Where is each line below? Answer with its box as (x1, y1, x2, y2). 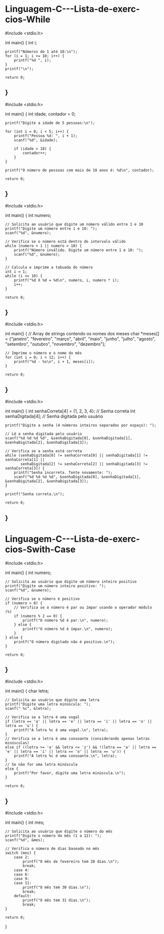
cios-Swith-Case (5, 544, 76, 555)
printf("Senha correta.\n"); (5, 492, 65, 497)
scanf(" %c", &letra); (5, 706, 51, 711)
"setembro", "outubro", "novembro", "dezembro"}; (5, 341, 106, 347)
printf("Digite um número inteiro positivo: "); (5, 584, 106, 588)
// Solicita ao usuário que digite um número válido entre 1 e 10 (5, 222, 143, 227)
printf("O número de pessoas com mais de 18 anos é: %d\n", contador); (5, 168, 154, 173)
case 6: (14, 872, 29, 877)
